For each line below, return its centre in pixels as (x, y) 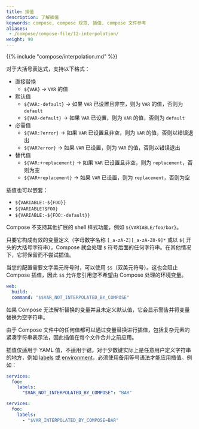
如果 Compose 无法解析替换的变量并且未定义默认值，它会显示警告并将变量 (98, 310)
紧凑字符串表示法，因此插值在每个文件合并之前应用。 (72, 337)
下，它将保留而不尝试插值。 (40, 255)
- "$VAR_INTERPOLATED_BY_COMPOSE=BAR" (70, 420)
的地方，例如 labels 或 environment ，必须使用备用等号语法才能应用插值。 (97, 357)
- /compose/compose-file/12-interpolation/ (64, 34)
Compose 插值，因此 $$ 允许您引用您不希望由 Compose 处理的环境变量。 (97, 275)
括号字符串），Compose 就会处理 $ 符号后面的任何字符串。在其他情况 (107, 247)
